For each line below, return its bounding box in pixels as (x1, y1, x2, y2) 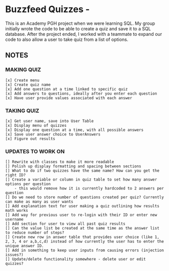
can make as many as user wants (5, 199, 73, 204)
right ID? (5, 173, 26, 178)
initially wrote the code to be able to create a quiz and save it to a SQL (5, 25, 151, 31)
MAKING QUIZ (5, 66, 41, 73)
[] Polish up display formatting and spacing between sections (5, 164, 142, 169)
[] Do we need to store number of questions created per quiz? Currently (5, 195, 164, 200)
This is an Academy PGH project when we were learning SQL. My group (5, 20, 155, 26)
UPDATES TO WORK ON (5, 148, 65, 155)
